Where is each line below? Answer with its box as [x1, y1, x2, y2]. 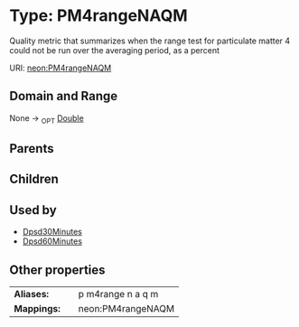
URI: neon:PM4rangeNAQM [9, 62, 112, 73]
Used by [9, 202, 57, 218]
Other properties [9, 262, 106, 277]
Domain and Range [9, 89, 118, 104]
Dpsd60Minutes [22, 236, 83, 247]
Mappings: [14, 302, 61, 314]
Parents [9, 141, 54, 156]
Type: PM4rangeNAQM [9, 5, 188, 26]
